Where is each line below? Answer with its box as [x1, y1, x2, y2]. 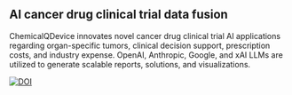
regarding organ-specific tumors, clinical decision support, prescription [9, 40, 271, 51]
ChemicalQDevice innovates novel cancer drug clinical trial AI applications [9, 30, 281, 41]
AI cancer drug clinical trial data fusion [9, 7, 228, 22]
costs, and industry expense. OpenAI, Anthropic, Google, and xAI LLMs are [9, 49, 284, 60]
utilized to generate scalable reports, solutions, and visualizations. [9, 59, 251, 69]
